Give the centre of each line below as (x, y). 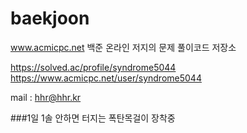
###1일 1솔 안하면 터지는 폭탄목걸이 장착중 (93, 118)
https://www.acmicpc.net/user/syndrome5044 (106, 78)
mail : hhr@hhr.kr (46, 97)
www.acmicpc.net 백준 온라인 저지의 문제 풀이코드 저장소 (123, 47)
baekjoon (50, 18)
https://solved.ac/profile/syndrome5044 (93, 67)
